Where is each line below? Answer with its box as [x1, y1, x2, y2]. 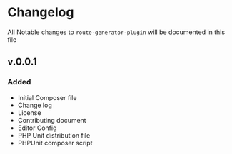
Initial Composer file [17, 93, 77, 101]
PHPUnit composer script [17, 138, 93, 147]
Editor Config [17, 123, 57, 132]
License [17, 108, 41, 117]
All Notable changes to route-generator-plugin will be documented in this [7, 28, 226, 36]
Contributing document [17, 116, 87, 124]
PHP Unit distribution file [17, 131, 91, 139]
